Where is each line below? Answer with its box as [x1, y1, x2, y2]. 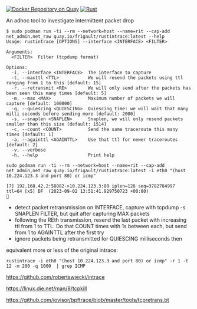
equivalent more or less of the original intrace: [6, 246, 118, 254]
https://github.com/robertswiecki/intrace [6, 274, 105, 280]
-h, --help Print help [11, 152, 115, 158]
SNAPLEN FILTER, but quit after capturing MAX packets [14, 210, 150, 217]
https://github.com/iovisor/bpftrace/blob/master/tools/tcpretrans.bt [6, 297, 169, 303]
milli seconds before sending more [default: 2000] [6, 111, 136, 117]
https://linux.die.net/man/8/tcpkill [6, 285, 87, 292]
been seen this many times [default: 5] [6, 90, 107, 96]
